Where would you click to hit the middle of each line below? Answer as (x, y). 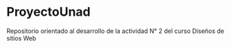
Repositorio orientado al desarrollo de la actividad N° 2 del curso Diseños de (115, 31)
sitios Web (21, 38)
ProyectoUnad (49, 12)
